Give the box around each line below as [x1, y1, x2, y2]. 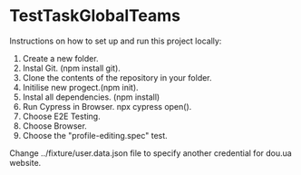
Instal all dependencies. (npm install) [22, 92, 160, 102]
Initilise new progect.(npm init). [22, 82, 139, 92]
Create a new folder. [22, 53, 99, 63]
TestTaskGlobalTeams [9, 5, 181, 26]
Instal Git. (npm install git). [22, 63, 121, 73]
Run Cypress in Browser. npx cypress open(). [22, 101, 192, 112]
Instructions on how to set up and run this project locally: [9, 35, 222, 46]
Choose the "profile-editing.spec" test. [22, 130, 168, 141]
